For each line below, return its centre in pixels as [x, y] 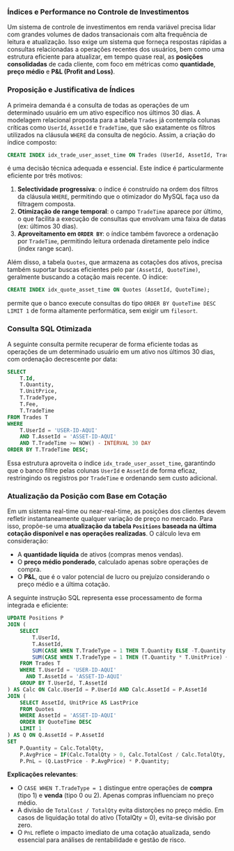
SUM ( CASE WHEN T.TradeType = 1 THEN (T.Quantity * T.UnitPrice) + [131, 657]
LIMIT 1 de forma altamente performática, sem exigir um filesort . [103, 310]
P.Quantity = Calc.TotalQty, [62, 748]
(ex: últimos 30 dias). [47, 227]
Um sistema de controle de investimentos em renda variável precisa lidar [111, 27]
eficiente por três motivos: [45, 176]
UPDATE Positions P [36, 618]
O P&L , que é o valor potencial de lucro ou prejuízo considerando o [114, 577]
